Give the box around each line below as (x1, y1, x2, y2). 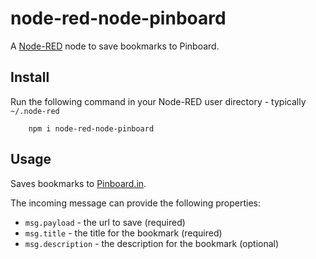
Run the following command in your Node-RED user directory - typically (10, 95, 307, 107)
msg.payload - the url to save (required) (24, 216, 186, 228)
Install (10, 69, 50, 86)
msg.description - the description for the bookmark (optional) (24, 237, 280, 249)
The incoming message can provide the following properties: (10, 197, 262, 209)
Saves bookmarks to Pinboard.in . (10, 177, 147, 189)
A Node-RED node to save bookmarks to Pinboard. (10, 40, 220, 52)
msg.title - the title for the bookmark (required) (24, 227, 223, 239)
